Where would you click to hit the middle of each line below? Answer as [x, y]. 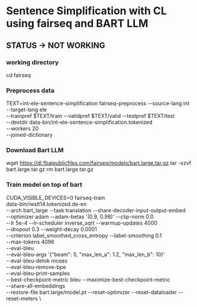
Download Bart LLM [35, 151]
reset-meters [22, 298]
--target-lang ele [27, 110]
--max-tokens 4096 [30, 242]
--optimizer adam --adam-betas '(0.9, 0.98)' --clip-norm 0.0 [80, 216]
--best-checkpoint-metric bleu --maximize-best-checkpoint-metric [88, 279]
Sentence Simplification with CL [86, 11]
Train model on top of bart [44, 185]
